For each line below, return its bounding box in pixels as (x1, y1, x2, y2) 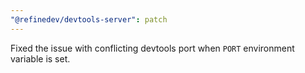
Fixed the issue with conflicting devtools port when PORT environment (10, 42, 295, 54)
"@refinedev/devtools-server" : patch (10, 14, 168, 25)
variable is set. (10, 52, 71, 65)
